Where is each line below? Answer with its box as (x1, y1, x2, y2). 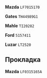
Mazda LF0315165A (5, 68, 42, 74)
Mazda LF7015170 (5, 4, 40, 10)
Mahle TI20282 (5, 23, 35, 29)
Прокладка (5, 56, 41, 64)
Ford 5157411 (5, 32, 31, 38)
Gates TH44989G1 (5, 14, 38, 19)
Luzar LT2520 (5, 42, 31, 47)
